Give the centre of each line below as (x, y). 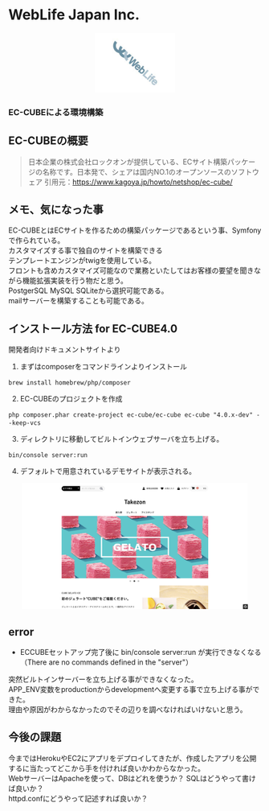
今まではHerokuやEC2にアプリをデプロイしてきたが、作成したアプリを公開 (132, 758)
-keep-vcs (25, 423)
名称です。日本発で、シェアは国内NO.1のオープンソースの (137, 171)
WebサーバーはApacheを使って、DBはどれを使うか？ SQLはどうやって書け (132, 778)
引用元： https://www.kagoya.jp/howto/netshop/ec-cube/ (138, 182)
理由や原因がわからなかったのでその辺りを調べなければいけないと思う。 (128, 710)
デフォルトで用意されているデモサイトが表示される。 (108, 471)
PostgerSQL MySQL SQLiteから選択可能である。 (88, 290)
